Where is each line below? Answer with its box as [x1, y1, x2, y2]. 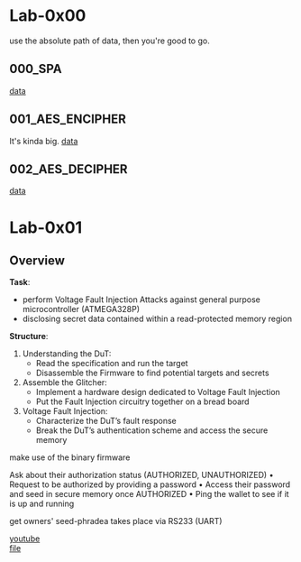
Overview [9, 253, 66, 268]
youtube [9, 533, 41, 544]
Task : [9, 277, 31, 288]
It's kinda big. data [9, 135, 78, 146]
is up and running [9, 498, 75, 510]
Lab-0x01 [9, 217, 83, 237]
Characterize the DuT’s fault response [35, 416, 178, 427]
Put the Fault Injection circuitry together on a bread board [35, 396, 250, 407]
